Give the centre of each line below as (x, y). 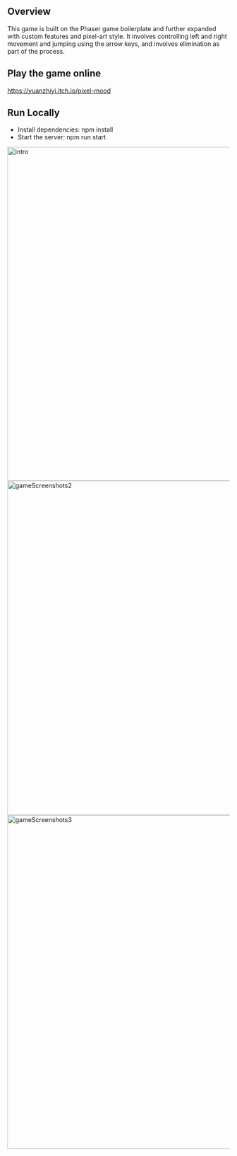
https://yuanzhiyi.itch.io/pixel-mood (59, 91)
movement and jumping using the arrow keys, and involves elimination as (114, 44)
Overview (29, 12)
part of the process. (36, 51)
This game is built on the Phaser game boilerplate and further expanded (112, 28)
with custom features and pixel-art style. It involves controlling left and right (117, 36)
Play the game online (54, 74)
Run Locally (34, 113)
